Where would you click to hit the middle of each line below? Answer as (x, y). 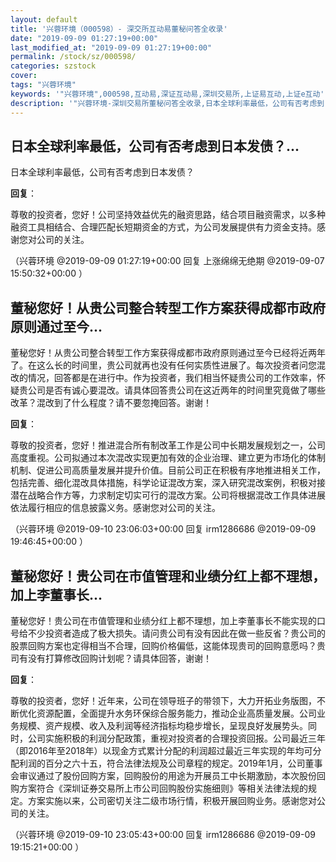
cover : (24, 76)
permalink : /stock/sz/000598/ (73, 57)
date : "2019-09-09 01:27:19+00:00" (84, 38)
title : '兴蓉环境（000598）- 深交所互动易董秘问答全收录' (119, 29)
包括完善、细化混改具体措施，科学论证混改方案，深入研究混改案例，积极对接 (168, 483)
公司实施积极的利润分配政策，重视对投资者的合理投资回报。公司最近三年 (176, 738)
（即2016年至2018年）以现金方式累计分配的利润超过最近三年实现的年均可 (161, 750)
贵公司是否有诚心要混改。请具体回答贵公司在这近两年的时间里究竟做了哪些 (172, 390)
